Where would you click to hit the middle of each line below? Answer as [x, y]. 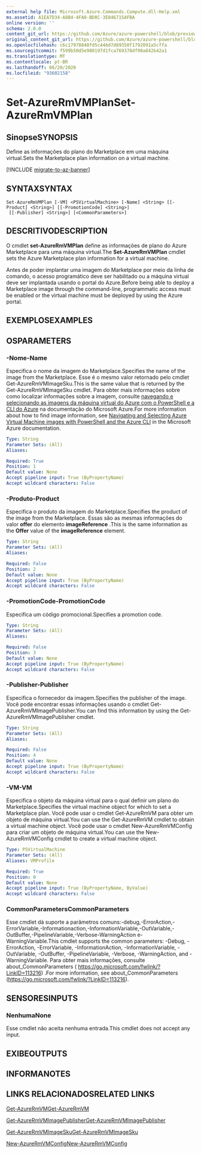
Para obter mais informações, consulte [98, 960]
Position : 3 [21, 653]
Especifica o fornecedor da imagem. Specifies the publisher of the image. [96, 697]
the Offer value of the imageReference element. [66, 531]
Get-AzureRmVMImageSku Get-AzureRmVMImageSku [72, 1131]
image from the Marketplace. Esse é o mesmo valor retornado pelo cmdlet [98, 377]
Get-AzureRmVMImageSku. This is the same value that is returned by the [95, 383]
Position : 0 [21, 877]
